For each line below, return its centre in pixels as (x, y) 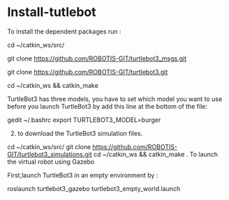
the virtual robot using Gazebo (51, 162)
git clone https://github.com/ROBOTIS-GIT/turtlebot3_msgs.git (97, 58)
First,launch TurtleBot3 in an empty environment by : (83, 175)
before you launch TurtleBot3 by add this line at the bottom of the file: (108, 106)
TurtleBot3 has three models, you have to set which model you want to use (115, 99)
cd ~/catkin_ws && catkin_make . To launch (156, 154)
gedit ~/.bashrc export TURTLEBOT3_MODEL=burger (84, 120)
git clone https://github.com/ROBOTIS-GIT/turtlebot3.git (88, 72)
